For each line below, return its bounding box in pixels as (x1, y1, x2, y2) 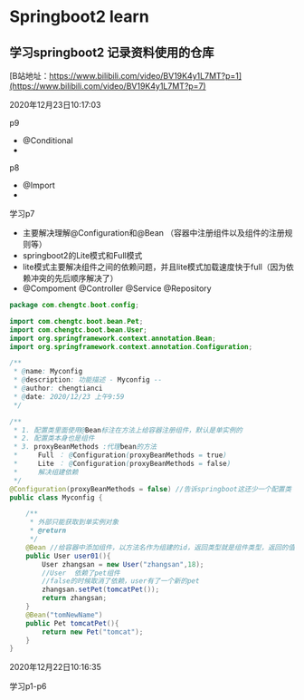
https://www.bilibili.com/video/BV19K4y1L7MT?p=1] (49, 71, 242, 81)
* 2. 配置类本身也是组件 (13, 433, 95, 443)
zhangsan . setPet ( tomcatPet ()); (42, 585, 160, 595)
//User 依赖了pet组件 (42, 569, 120, 578)
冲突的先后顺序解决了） (30, 273, 119, 283)
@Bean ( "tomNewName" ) (25, 610, 103, 619)
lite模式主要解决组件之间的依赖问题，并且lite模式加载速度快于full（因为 (22, 261, 287, 272)
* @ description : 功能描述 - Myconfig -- (13, 375, 163, 384)
